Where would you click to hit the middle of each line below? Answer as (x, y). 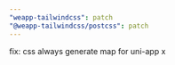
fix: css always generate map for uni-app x (87, 51)
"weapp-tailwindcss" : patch (61, 17)
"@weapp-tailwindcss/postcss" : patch (79, 26)
